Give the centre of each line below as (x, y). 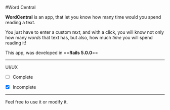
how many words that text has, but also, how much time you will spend (79, 38)
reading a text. (20, 22)
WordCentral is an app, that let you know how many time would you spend (83, 17)
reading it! (16, 43)
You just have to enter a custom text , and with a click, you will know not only (85, 32)
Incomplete (24, 87)
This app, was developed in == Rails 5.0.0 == (52, 53)
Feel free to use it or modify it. (37, 102)
